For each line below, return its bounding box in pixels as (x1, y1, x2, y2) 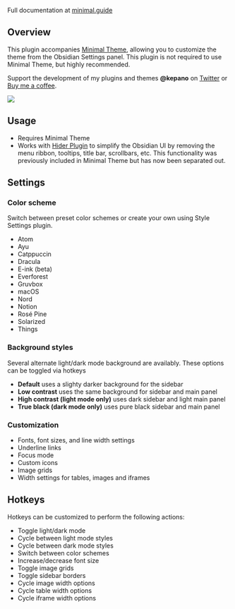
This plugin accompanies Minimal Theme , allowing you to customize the (7, 45, 217, 54)
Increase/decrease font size (17, 556, 100, 565)
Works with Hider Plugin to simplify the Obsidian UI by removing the (17, 141, 215, 150)
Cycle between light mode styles (17, 533, 113, 542)
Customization (7, 420, 59, 430)
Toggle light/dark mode (17, 526, 86, 535)
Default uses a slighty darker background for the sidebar (17, 380, 183, 388)
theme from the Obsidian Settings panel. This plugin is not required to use (7, 52, 222, 61)
